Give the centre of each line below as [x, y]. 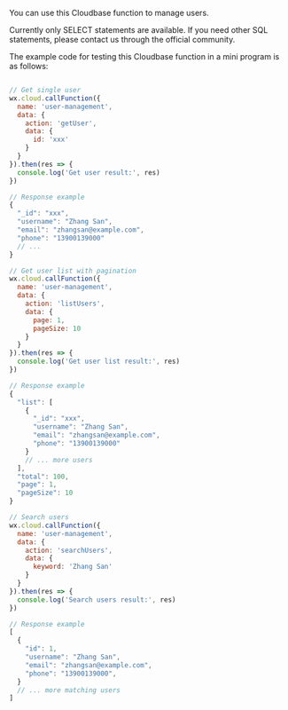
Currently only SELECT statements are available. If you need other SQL [139, 30]
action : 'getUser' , [61, 123]
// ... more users [59, 460]
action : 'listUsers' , [65, 304]
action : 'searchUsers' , [69, 550]
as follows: [29, 66]
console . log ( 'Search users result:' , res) [97, 600]
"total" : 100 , [43, 477]
